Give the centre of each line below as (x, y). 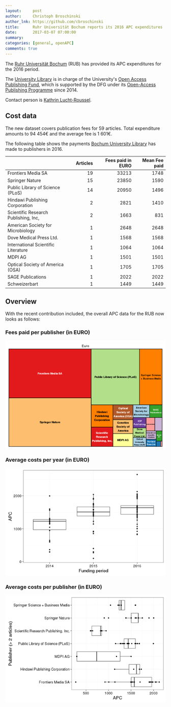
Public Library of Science (34, 187)
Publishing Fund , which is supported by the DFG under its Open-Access (81, 84)
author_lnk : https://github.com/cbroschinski (54, 21)
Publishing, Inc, (23, 218)
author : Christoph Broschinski (43, 16)
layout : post (24, 11)
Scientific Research (28, 213)
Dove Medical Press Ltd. (33, 237)
